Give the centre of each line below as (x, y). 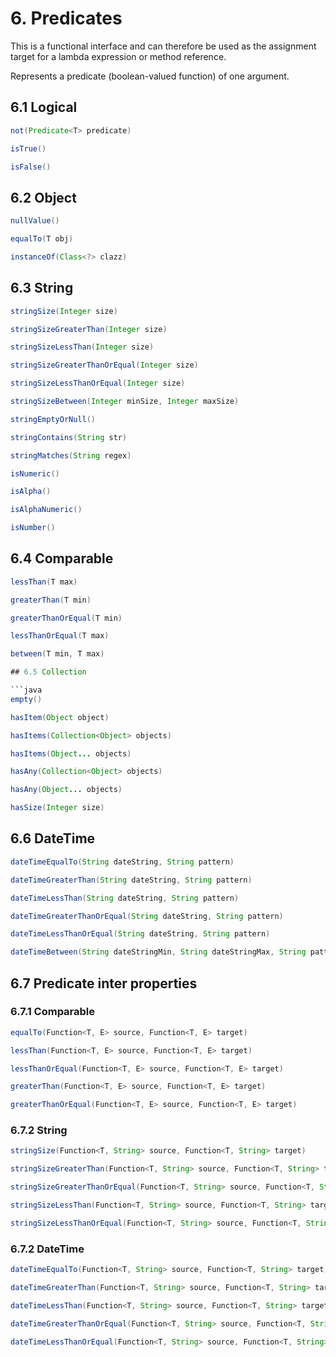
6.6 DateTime (53, 838)
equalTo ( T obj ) (42, 239)
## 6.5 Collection (48, 672)
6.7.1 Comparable (53, 1012)
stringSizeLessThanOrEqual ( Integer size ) (98, 383)
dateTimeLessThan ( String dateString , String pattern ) (125, 898)
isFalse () (31, 167)
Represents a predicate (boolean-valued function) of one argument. (150, 76)
